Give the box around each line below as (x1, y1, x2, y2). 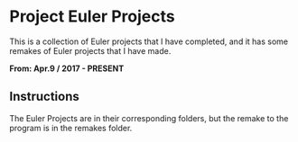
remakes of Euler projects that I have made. (9, 45, 172, 56)
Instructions (9, 89, 79, 104)
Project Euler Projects (9, 6, 175, 27)
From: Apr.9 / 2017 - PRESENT (9, 63, 125, 74)
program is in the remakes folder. (9, 122, 133, 133)
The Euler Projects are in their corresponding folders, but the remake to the (9, 112, 289, 123)
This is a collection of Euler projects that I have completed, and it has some (9, 36, 289, 47)
